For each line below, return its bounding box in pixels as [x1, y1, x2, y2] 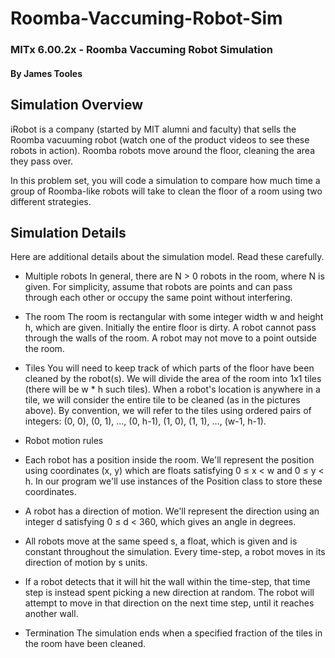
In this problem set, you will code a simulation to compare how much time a [10, 174, 321, 186]
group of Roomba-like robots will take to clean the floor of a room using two [10, 185, 323, 197]
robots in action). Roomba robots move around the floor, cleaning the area [10, 144, 316, 156]
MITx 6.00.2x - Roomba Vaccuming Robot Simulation [10, 43, 273, 57]
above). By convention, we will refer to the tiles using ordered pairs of [24, 405, 312, 417]
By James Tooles [10, 67, 83, 79]
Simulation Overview [10, 97, 144, 114]
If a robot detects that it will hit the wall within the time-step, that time [24, 576, 311, 588]
